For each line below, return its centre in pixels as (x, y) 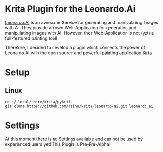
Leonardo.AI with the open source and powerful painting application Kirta (79, 53)
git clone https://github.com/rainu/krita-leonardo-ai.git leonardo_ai (79, 106)
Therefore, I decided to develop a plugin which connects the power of (75, 47)
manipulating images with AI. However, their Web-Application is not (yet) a (80, 33)
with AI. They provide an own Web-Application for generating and (71, 27)
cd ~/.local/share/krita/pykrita (39, 102)
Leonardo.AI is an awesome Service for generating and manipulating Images (81, 22)
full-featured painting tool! (31, 38)
